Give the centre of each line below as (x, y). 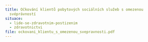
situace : (14, 18)
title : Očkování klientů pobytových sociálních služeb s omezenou (74, 9)
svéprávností (23, 14)
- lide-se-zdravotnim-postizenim (44, 23)
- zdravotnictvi (26, 28)
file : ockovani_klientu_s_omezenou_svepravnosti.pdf (60, 32)
